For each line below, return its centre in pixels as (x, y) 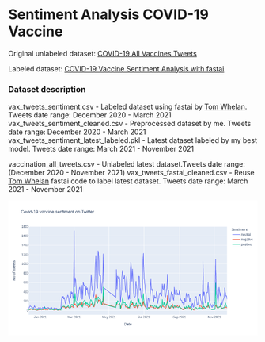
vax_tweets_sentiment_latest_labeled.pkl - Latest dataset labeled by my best (132, 140)
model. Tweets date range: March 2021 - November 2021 (101, 149)
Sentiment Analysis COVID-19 (109, 15)
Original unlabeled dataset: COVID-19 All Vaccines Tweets (103, 53)
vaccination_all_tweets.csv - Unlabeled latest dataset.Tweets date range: (127, 164)
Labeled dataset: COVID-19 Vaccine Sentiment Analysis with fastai (116, 68)
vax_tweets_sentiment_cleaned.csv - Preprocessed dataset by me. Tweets (130, 124)
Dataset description (47, 89)
